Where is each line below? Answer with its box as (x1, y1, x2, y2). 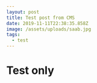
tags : (6, 32, 20, 38)
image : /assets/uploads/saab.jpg (6, 26, 92, 32)
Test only (6, 63, 55, 78)
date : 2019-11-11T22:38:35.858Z (6, 20, 88, 26)
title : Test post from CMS (6, 15, 75, 21)
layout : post (6, 9, 40, 15)
